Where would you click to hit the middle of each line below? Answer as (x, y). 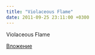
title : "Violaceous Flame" (40, 12)
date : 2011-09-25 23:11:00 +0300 (48, 17)
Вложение (19, 46)
